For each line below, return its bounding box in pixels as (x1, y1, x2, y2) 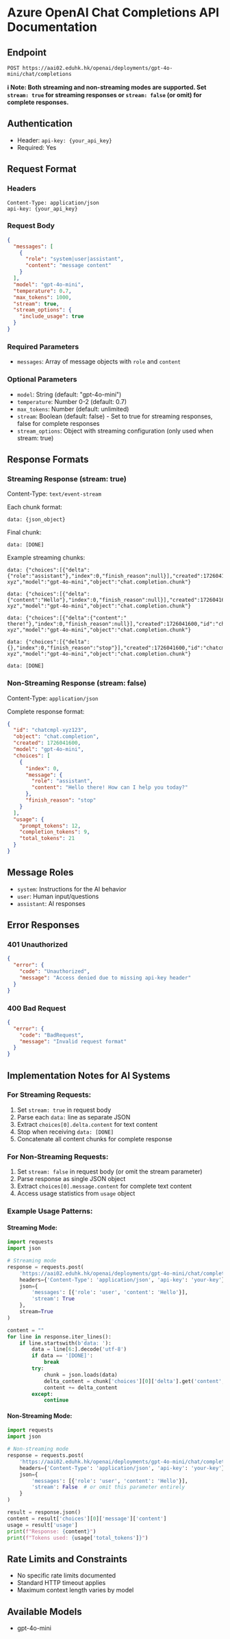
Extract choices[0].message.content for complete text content (16, 1182, 192, 1191)
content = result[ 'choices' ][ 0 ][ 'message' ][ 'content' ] (7, 1515, 167, 1522)
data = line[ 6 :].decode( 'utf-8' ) (31, 1346, 127, 1353)
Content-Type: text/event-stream (7, 490, 101, 498)
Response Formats (7, 453, 89, 465)
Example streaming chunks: (7, 553, 86, 562)
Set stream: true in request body (16, 1106, 112, 1114)
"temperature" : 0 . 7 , (13, 288, 72, 294)
